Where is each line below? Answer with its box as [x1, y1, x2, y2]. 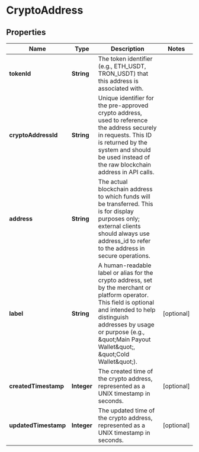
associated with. [98, 84, 144, 92]
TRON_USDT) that [98, 69, 149, 78]
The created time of [98, 367, 153, 375]
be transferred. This [98, 200, 153, 208]
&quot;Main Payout [98, 335, 151, 344]
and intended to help [98, 306, 156, 314]
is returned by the [98, 139, 147, 146]
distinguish [98, 313, 129, 321]
